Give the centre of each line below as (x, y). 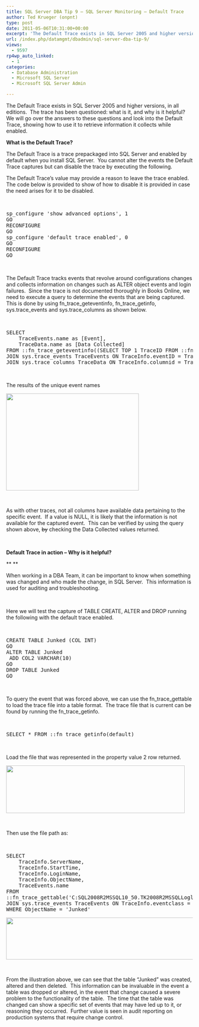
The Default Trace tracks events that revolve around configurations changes (99, 278)
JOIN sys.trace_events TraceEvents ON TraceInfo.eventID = (94, 357)
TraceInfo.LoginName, (50, 874)
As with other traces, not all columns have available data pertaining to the (96, 510)
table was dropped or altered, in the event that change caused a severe (93, 992)
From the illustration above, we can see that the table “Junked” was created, (99, 979)
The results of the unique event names (53, 385)
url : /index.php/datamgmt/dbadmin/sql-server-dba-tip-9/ (78, 39)
